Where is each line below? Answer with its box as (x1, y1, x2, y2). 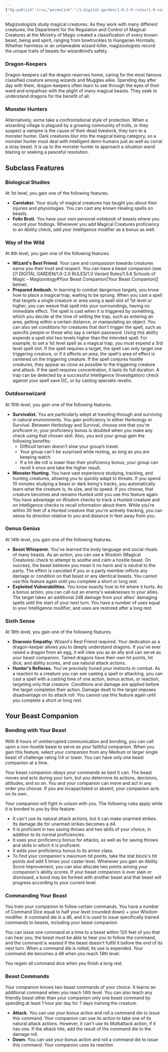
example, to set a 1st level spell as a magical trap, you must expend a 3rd (12, 340, 163, 346)
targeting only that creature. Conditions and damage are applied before (12, 681, 159, 687)
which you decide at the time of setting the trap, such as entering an (12, 313, 153, 319)
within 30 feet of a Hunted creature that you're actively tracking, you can (12, 507, 162, 513)
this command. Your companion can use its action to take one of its (12, 1015, 151, 1021)
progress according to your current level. (12, 879, 97, 885)
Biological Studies (5, 179, 50, 186)
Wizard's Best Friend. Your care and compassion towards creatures (12, 260, 153, 266)
